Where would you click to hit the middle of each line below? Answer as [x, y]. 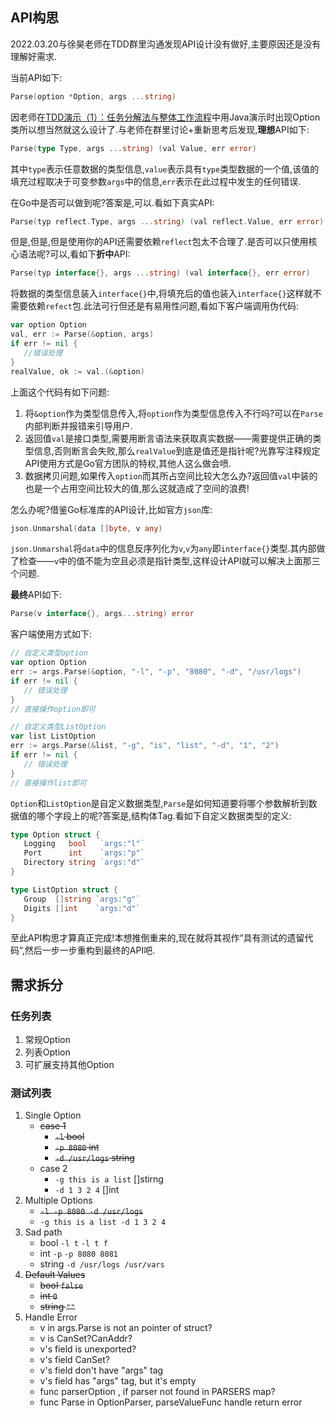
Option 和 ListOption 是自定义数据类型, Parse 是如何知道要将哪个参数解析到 [159, 803]
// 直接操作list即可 [48, 783]
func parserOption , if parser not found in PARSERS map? [157, 1392]
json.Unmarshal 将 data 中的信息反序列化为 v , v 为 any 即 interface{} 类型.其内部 [163, 549]
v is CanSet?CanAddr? [86, 1339]
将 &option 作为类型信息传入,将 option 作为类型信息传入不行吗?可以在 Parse [173, 413]
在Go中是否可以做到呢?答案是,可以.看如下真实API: [112, 202]
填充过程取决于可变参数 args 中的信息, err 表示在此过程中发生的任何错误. [156, 181]
